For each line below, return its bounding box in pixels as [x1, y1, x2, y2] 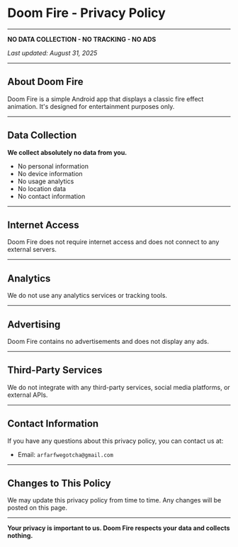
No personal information [17, 161, 89, 171]
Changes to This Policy [7, 478, 111, 490]
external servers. [7, 246, 57, 254]
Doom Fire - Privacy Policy [7, 5, 166, 21]
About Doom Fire [7, 76, 84, 88]
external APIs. [7, 391, 48, 399]
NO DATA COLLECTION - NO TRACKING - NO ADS [7, 35, 157, 43]
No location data [17, 184, 66, 192]
